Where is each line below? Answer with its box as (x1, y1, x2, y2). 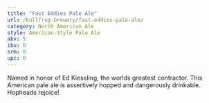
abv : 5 (7, 36, 26, 43)
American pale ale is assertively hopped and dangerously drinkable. (7, 80, 201, 89)
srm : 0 (7, 49, 26, 56)
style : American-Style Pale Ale (7, 29, 100, 36)
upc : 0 (7, 55, 26, 62)
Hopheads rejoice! (7, 88, 60, 96)
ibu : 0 (7, 42, 26, 49)
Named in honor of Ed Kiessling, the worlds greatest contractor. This (7, 73, 203, 82)
